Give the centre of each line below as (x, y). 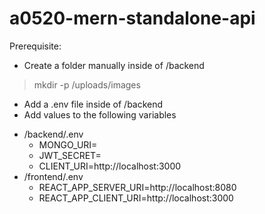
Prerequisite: (35, 46)
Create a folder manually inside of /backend (114, 65)
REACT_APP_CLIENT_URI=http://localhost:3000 (136, 198)
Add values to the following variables (100, 114)
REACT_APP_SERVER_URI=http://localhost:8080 (137, 187)
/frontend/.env (53, 176)
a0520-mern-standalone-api (132, 18)
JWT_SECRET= (70, 155)
